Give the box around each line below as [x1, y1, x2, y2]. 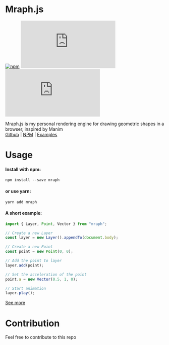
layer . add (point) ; [5, 262, 44, 268]
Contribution [5, 318, 60, 329]
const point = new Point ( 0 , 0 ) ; [5, 249, 73, 254]
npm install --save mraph [5, 177, 60, 183]
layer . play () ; [5, 290, 35, 296]
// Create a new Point [5, 244, 53, 249]
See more [5, 300, 26, 306]
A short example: [5, 210, 42, 216]
